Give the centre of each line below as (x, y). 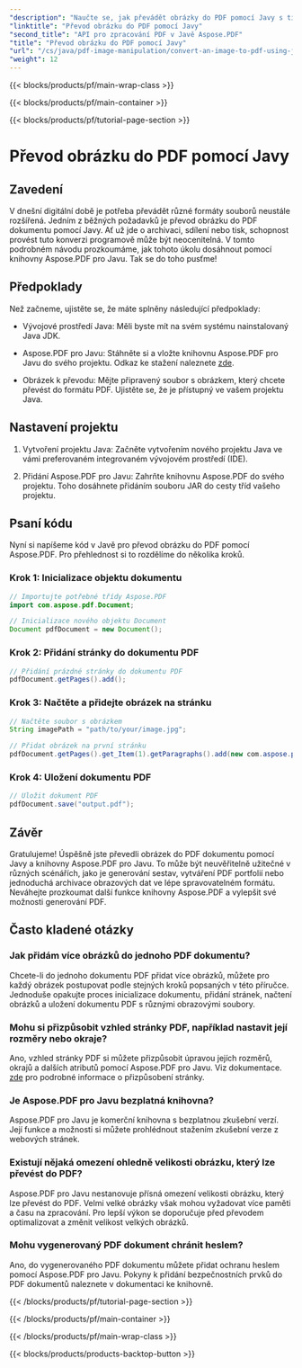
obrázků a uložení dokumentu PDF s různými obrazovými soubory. (133, 1004)
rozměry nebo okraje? (58, 1038)
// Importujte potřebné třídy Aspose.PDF (88, 596)
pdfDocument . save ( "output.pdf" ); (72, 805)
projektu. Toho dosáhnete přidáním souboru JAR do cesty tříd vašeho (151, 486)
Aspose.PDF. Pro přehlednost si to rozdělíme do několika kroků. (127, 555)
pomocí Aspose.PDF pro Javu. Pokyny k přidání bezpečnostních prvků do (146, 1274)
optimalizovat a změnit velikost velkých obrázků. (99, 1222)
